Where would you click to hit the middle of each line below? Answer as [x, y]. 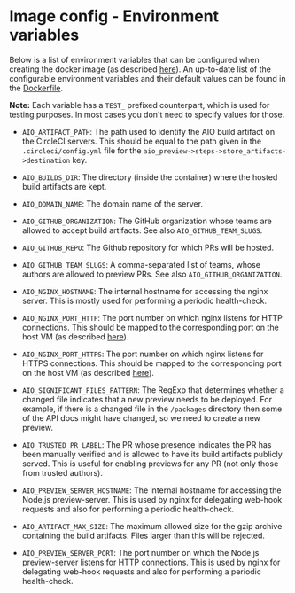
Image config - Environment [114, 16]
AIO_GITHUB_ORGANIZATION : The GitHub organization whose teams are [147, 221]
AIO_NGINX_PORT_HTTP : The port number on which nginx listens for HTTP [152, 317]
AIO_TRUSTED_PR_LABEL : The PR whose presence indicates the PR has [147, 444]
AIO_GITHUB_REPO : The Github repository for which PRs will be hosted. [148, 247]
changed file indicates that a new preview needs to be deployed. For [147, 399]
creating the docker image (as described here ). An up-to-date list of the [140, 69]
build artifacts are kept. [64, 186]
